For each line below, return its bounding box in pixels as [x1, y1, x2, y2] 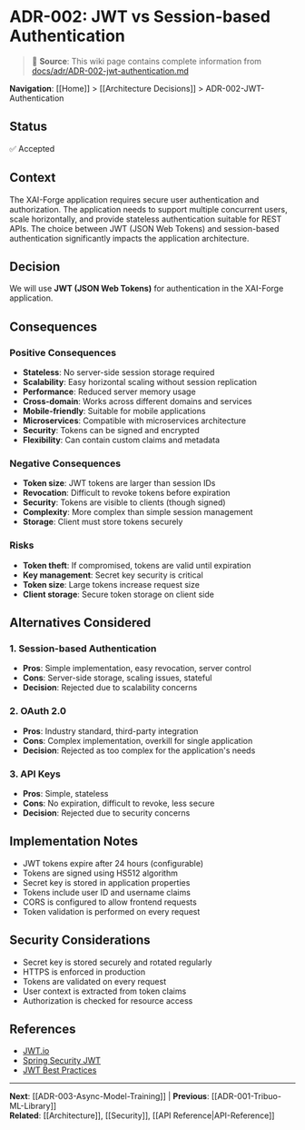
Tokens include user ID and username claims [22, 887, 191, 897]
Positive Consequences [9, 346, 116, 359]
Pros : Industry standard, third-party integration [22, 725, 199, 737]
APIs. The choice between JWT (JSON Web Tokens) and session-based [9, 223, 280, 233]
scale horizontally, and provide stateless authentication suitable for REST [9, 213, 282, 224]
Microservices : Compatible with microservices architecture [22, 415, 247, 426]
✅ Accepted [9, 143, 55, 154]
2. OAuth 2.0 [9, 705, 66, 718]
